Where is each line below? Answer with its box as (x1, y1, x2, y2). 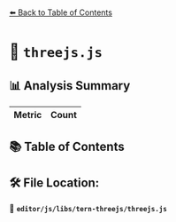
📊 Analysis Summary (9, 78, 131, 93)
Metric (13, 109, 42, 121)
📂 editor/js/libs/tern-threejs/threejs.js (9, 203, 168, 214)
